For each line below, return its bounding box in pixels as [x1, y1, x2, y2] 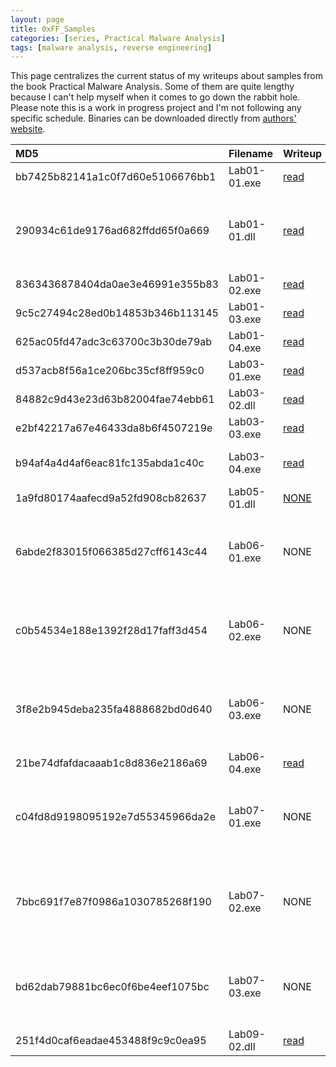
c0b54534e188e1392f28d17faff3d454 [15, 624, 208, 638]
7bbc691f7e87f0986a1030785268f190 [15, 895, 212, 909]
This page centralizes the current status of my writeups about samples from [10, 70, 323, 82]
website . [10, 123, 46, 135]
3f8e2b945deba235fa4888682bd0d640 [15, 702, 213, 716]
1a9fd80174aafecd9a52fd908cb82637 [15, 491, 207, 505]
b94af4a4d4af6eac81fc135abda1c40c [15, 456, 205, 470]
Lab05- [228, 485, 266, 499]
